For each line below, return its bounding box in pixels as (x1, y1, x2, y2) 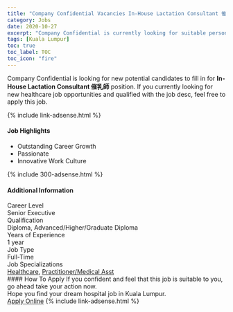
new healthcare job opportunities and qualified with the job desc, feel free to (7, 90, 226, 98)
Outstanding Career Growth (17, 142, 96, 150)
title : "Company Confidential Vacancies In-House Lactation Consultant (7, 10, 218, 17)
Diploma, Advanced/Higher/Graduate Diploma (7, 223, 139, 232)
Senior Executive (7, 209, 55, 217)
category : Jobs (7, 17, 51, 24)
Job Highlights (7, 127, 51, 135)
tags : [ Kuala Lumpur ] (7, 36, 70, 43)
